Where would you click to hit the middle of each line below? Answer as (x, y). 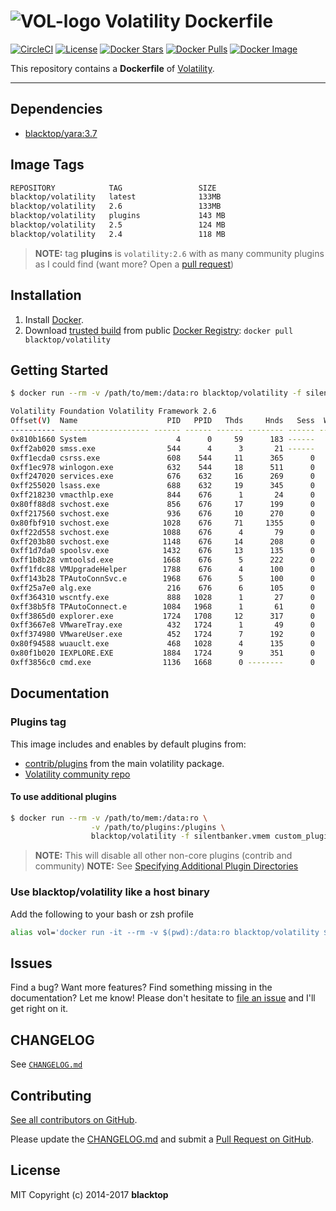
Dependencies (56, 109)
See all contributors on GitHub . (74, 1119)
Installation (46, 295)
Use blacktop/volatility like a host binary (110, 892)
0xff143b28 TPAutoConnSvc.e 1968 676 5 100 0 (162, 579)
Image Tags (47, 165)
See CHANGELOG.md (46, 1064)
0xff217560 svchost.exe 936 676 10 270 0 (162, 513)
